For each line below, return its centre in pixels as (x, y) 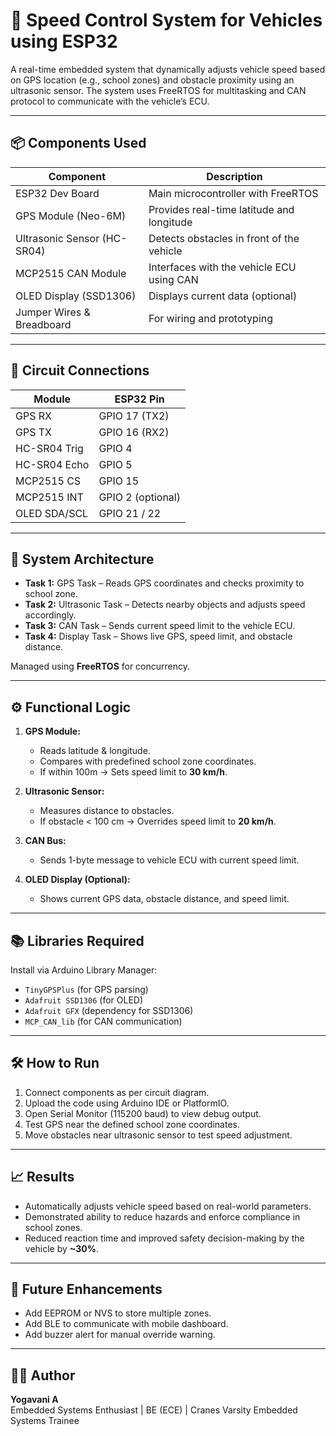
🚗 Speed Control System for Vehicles (166, 20)
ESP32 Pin (139, 399)
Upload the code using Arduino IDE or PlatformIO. (127, 1103)
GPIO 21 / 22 (130, 513)
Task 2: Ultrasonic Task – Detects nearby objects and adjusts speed (165, 605)
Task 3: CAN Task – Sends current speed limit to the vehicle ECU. (160, 626)
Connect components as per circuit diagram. (117, 1092)
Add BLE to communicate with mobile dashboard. (126, 1324)
